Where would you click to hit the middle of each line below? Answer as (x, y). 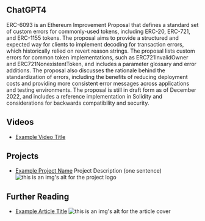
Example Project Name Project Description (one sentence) (88, 171)
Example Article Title (41, 211)
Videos (20, 122)
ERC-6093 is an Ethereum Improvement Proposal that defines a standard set (103, 24)
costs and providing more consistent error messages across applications (98, 83)
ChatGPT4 (27, 10)
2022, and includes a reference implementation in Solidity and (85, 96)
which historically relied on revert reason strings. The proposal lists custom (101, 51)
